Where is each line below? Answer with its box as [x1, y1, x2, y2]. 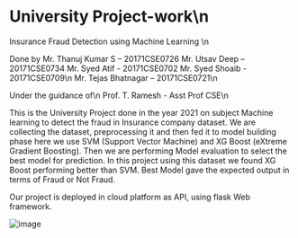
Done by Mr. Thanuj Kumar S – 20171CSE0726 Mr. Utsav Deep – [9, 53, 246, 64]
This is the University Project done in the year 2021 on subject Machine [9, 107, 274, 118]
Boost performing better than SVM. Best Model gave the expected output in [9, 164, 290, 175]
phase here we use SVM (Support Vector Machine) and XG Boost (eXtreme [9, 136, 288, 146]
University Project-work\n [9, 6, 210, 27]
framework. [9, 200, 52, 212]
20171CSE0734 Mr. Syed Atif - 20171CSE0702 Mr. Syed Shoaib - [9, 63, 248, 74]
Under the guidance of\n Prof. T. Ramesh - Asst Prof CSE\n [9, 90, 230, 101]
